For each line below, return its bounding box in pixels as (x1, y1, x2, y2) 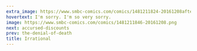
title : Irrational (6, 36, 51, 42)
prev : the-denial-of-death (6, 30, 72, 36)
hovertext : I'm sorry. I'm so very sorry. (6, 14, 111, 20)
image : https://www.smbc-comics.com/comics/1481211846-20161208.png (6, 19, 177, 25)
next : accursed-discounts (6, 25, 69, 31)
